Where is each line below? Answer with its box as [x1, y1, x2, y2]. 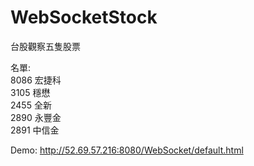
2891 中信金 [10, 124, 60, 136]
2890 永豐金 [10, 111, 62, 123]
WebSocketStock [10, 6, 158, 29]
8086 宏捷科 [10, 74, 62, 86]
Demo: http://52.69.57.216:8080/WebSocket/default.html [10, 144, 244, 156]
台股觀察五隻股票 [10, 40, 81, 52]
